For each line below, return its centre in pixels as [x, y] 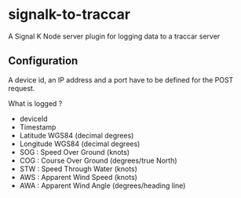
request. [22, 88]
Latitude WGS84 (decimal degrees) [77, 135]
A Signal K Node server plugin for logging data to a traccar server [114, 36]
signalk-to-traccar [69, 15]
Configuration [43, 61]
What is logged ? [35, 103]
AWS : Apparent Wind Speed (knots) [78, 177]
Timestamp [38, 126]
